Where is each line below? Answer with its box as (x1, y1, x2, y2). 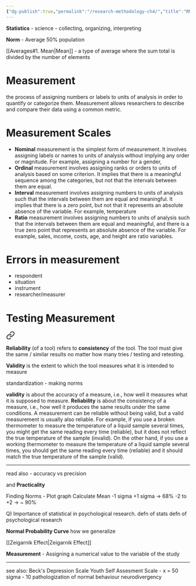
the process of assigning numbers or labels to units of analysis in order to (6, 93, 183, 100)
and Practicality (6, 481, 45, 488)
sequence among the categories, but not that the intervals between (14, 177, 177, 184)
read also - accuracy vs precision (6, 470, 86, 477)
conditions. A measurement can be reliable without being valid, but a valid (6, 410, 184, 417)
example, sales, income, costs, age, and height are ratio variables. (14, 232, 174, 240)
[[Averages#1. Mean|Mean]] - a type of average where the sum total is (6, 47, 176, 54)
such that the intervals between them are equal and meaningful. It (14, 195, 173, 202)
